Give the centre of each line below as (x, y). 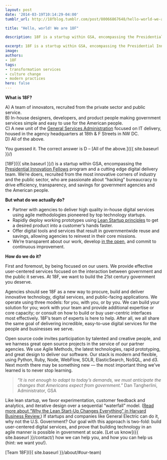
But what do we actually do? (35, 200)
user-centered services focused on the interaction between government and (83, 271)
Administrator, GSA (37, 391)
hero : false (17, 83)
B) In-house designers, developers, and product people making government (83, 118)
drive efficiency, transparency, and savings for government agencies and (80, 185)
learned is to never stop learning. (39, 370)
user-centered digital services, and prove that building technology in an (78, 427)
